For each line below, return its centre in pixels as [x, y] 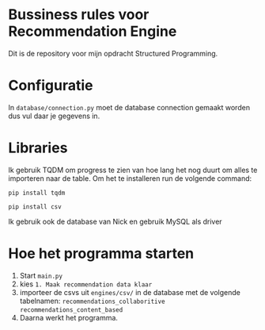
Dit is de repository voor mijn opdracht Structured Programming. [113, 53]
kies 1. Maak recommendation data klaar [86, 284]
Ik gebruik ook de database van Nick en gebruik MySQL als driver [115, 221]
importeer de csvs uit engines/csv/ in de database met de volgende [130, 292]
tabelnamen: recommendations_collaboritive [92, 301]
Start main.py [41, 275]
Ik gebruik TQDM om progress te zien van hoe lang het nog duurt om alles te [133, 170]
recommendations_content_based [71, 310]
